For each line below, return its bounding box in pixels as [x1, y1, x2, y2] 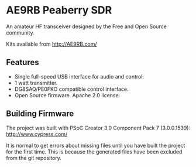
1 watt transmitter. [14, 79, 58, 86]
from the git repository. [6, 154, 61, 161]
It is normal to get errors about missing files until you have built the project [6, 142, 185, 149]
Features [6, 57, 39, 67]
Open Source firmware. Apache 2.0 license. [14, 91, 121, 98]
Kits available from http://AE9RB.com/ [6, 40, 98, 47]
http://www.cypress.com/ [6, 130, 68, 138]
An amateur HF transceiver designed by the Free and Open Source [6, 23, 167, 30]
